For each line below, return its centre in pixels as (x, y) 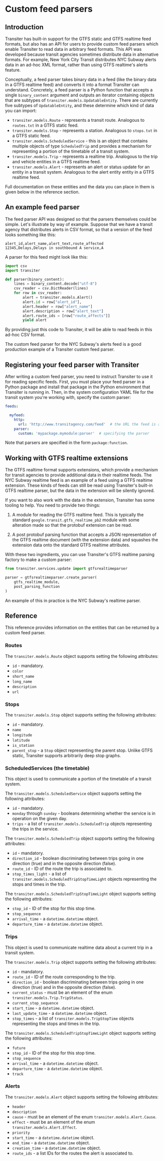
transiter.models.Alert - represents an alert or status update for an (81, 167)
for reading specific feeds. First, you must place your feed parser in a (75, 382)
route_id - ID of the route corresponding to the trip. (64, 977)
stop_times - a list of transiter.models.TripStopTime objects (73, 1018)
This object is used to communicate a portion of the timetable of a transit (78, 779)
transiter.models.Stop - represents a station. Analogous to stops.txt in (85, 130)
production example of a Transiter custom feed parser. (60, 349)
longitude (22, 735)
